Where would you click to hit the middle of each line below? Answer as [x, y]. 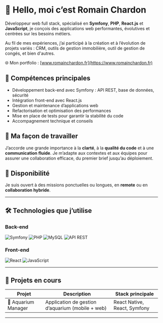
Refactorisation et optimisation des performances [62, 111]
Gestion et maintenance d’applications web [55, 105]
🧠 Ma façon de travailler [42, 136]
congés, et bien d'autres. [30, 53]
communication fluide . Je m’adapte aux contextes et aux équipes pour [76, 153]
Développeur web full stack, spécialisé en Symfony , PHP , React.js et [74, 23]
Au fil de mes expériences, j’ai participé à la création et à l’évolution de [75, 43]
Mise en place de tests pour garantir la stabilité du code [68, 115]
